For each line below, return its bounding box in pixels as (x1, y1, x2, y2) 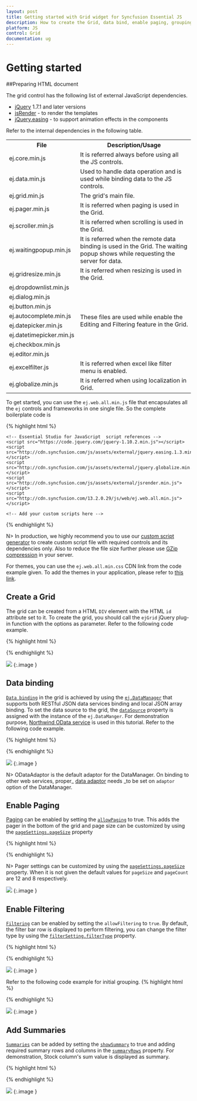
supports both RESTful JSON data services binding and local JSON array (6, 700, 183, 707)
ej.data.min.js (9, 174, 46, 182)
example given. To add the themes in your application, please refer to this (6, 568, 184, 575)
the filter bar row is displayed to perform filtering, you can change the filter (6, 926, 187, 933)
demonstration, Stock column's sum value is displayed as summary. (6, 1053, 170, 1060)
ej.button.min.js (9, 302, 52, 310)
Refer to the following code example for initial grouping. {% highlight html (6, 978, 183, 985)
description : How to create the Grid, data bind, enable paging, (6, 19, 169, 25)
